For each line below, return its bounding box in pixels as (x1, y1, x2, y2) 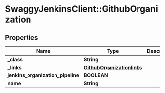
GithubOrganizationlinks (83, 64, 142, 70)
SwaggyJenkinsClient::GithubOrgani (5, 3, 158, 15)
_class (7, 56, 23, 63)
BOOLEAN (83, 72, 108, 79)
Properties (5, 33, 38, 42)
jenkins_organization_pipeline (7, 72, 80, 79)
